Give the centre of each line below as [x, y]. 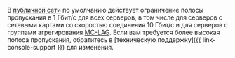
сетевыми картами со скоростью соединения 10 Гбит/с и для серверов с [117, 25]
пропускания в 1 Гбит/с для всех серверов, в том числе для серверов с [115, 17]
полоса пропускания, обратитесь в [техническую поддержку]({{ [104, 40]
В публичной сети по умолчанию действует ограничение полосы [106, 10]
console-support [32, 47]
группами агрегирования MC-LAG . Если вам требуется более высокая [114, 32]
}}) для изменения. [85, 47]
